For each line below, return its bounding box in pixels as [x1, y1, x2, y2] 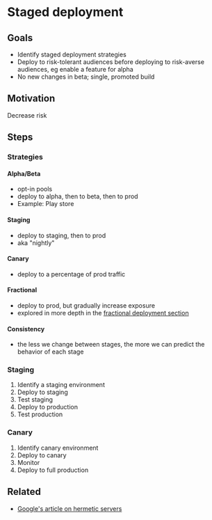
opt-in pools [17, 185, 53, 194]
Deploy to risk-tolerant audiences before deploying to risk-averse [17, 58, 205, 66]
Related [7, 486, 42, 498]
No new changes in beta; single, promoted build [17, 72, 155, 81]
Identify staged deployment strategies [17, 50, 127, 58]
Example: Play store [17, 200, 74, 208]
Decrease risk [7, 111, 47, 119]
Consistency [7, 324, 45, 333]
